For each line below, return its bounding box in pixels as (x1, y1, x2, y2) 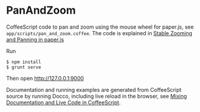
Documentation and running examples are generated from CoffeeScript (6, 86, 182, 93)
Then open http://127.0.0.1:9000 (6, 74, 84, 82)
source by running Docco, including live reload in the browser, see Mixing (6, 92, 187, 99)
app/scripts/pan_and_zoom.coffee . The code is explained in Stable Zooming (6, 29, 193, 36)
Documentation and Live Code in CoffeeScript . (6, 99, 121, 106)
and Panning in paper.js (6, 36, 64, 43)
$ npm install (6, 59, 42, 65)
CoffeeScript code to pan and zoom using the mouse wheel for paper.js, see (6, 23, 194, 30)
